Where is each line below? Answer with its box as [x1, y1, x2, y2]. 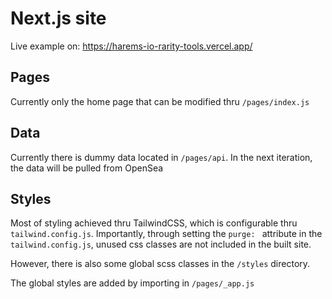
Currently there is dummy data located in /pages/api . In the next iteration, [10, 151, 313, 163]
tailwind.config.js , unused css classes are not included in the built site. [10, 238, 312, 251]
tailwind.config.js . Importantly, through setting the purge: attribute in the [10, 228, 323, 240]
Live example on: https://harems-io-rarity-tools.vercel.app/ [10, 40, 253, 52]
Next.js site [10, 7, 107, 30]
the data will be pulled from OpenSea [10, 162, 164, 174]
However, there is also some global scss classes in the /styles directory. [10, 258, 311, 270]
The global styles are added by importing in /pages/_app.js [10, 277, 255, 289]
